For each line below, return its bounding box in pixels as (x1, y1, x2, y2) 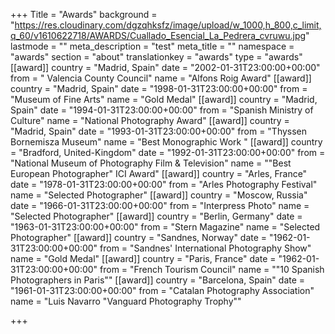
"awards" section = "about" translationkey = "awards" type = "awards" (10, 51, 303, 63)
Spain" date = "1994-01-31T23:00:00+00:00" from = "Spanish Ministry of (10, 104, 314, 116)
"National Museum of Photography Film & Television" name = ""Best (10, 157, 292, 169)
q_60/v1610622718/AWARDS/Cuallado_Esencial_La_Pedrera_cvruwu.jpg (10, 30, 307, 41)
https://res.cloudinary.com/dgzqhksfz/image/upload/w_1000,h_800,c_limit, (14, 19, 322, 31)
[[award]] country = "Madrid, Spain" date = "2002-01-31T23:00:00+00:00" (10, 62, 321, 73)
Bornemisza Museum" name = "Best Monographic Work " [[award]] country (10, 136, 323, 148)
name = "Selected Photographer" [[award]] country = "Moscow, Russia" (10, 189, 308, 201)
